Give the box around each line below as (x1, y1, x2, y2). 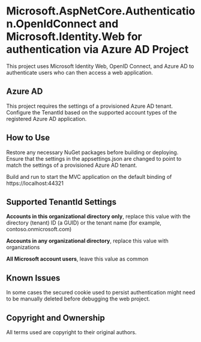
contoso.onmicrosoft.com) (6, 226, 72, 233)
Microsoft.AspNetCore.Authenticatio (6, 4, 196, 18)
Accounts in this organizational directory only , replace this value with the (6, 213, 191, 220)
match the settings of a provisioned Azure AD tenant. (6, 161, 137, 169)
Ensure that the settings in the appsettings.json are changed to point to (6, 155, 182, 162)
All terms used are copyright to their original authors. (6, 329, 137, 335)
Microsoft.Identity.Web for (6, 30, 142, 43)
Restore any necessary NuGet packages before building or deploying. (6, 149, 179, 156)
